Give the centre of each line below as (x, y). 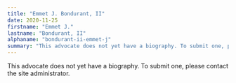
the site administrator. (39, 73)
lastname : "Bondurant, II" (47, 33)
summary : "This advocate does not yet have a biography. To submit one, (116, 46)
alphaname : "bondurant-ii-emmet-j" (59, 40)
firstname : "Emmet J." (40, 27)
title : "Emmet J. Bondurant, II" (56, 14)
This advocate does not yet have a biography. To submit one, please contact (118, 66)
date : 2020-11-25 (33, 20)
